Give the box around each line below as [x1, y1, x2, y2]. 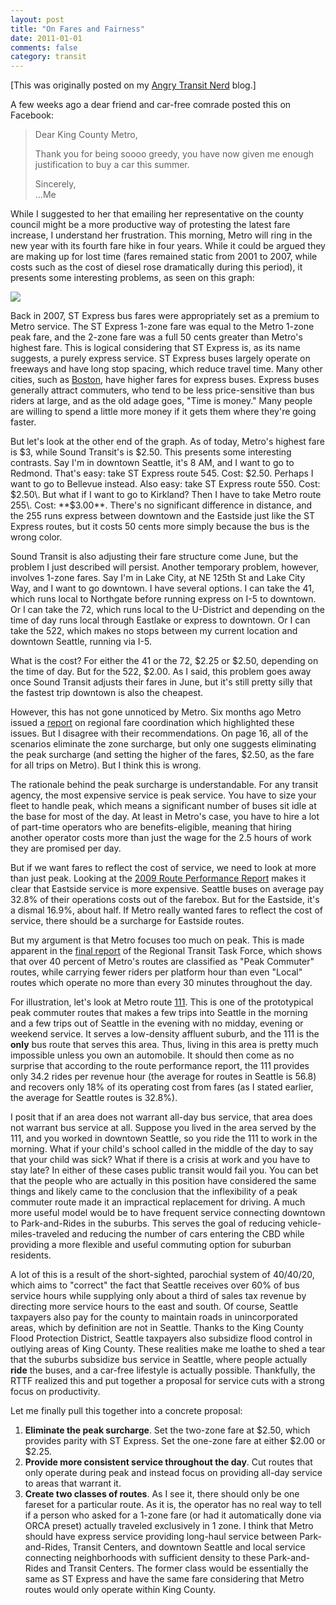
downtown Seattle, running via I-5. [10, 636, 153, 648]
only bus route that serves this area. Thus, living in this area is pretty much [10, 1039, 319, 1051]
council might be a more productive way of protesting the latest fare [10, 219, 291, 231]
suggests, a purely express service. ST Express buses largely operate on [10, 352, 311, 365]
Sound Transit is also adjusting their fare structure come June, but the [10, 551, 299, 563]
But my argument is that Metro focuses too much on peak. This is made [10, 934, 305, 946]
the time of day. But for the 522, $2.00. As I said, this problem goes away [10, 666, 312, 678]
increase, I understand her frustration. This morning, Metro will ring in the [10, 229, 313, 241]
